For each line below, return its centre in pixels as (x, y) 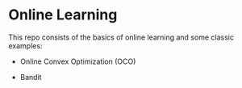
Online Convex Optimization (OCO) (78, 61)
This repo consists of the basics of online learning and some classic (121, 37)
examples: (25, 45)
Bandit (31, 77)
